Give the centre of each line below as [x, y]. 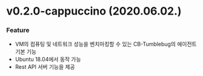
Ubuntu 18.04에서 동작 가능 [48, 60]
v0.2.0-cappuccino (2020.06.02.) [94, 11]
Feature [18, 30]
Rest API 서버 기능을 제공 [45, 67]
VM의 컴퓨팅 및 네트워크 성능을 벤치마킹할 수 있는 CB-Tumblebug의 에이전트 [106, 44]
